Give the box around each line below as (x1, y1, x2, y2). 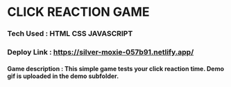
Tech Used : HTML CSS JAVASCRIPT (7, 29, 133, 39)
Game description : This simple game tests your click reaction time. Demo (7, 64, 224, 72)
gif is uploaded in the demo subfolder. (7, 72, 119, 80)
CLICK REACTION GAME (7, 4, 150, 20)
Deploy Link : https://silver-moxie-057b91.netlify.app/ (7, 48, 194, 57)
